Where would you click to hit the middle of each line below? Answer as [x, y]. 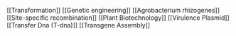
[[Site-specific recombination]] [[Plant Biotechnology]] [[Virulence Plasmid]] [118, 18]
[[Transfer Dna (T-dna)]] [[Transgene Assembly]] [79, 25]
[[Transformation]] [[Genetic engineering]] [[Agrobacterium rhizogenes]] [113, 10]
